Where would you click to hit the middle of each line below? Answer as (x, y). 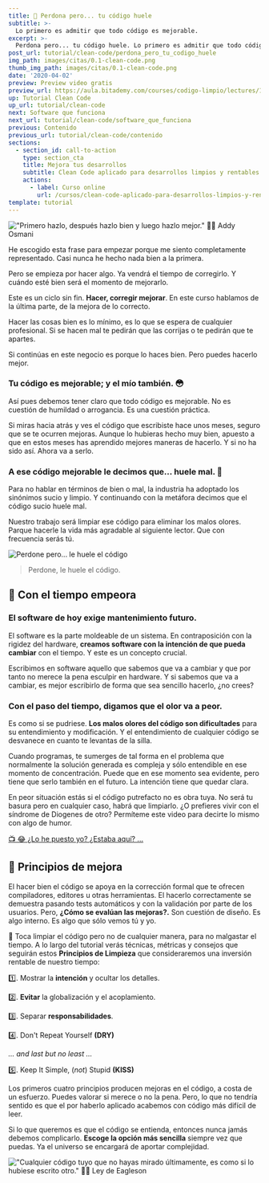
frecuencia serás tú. (41, 539)
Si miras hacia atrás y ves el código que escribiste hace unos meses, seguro (134, 425)
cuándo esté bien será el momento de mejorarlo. (88, 282)
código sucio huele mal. (48, 506)
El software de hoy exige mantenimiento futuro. (103, 618)
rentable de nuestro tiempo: (54, 961)
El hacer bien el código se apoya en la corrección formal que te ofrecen (126, 886)
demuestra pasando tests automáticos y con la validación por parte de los (130, 904)
